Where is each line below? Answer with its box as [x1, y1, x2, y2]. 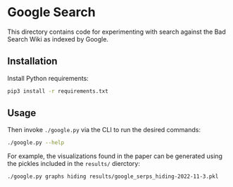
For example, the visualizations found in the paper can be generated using [7, 152, 223, 160]
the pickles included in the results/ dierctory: [7, 160, 141, 168]
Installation [7, 56, 58, 67]
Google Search [7, 4, 96, 20]
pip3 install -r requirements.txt [7, 87, 109, 95]
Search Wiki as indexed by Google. [7, 34, 109, 43]
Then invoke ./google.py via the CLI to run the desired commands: [7, 126, 201, 134]
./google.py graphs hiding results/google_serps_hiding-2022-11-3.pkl [7, 173, 219, 180]
